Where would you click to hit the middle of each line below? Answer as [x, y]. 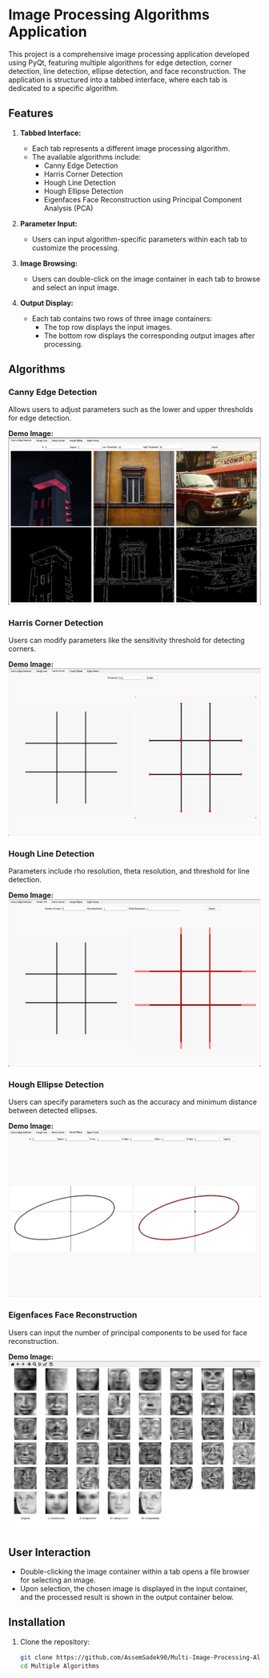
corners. [22, 649]
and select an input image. [76, 287]
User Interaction [50, 1552]
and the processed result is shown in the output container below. [127, 1597]
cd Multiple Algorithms [60, 1666]
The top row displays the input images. [108, 327]
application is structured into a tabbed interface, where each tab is [118, 79]
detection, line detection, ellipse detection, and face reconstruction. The [127, 71]
